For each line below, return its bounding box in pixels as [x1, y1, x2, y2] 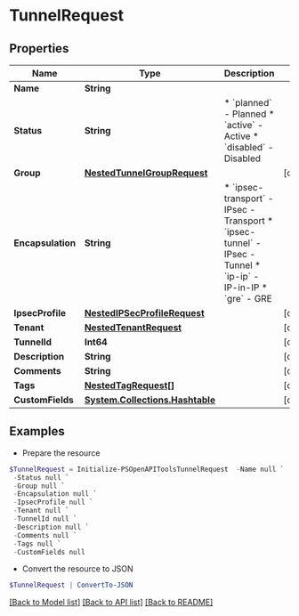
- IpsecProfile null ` [12, 498, 93, 507]
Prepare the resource [21, 447, 101, 458]
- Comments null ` [12, 531, 77, 539]
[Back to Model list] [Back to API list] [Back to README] [9, 597, 214, 608]
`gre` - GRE [223, 293, 273, 304]
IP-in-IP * [223, 281, 268, 294]
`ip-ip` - [223, 271, 260, 282]
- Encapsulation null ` [12, 490, 98, 498]
